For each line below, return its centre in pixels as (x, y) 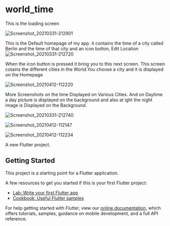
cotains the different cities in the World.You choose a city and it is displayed (84, 69)
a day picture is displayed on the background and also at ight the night (79, 100)
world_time (29, 9)
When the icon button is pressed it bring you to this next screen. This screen (85, 64)
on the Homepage (24, 74)
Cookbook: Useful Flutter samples (48, 198)
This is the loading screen (32, 23)
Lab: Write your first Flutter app (45, 192)
